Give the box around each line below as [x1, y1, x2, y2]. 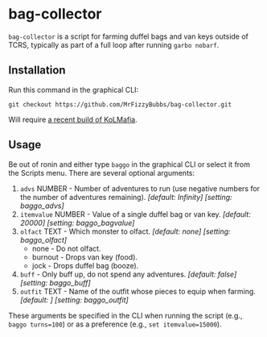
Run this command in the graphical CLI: [8, 85, 139, 94]
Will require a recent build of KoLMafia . [8, 114, 138, 124]
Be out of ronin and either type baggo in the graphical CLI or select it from [8, 159, 251, 169]
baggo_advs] [19, 201, 64, 210]
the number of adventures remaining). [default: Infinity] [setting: [19, 192, 232, 202]
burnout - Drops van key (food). [31, 252, 138, 262]
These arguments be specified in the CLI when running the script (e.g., [8, 310, 243, 320]
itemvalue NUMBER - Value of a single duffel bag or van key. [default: [19, 209, 252, 218]
